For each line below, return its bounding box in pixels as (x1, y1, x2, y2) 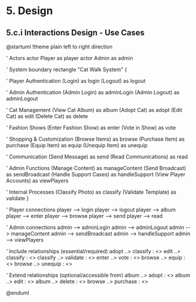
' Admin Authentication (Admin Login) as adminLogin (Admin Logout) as (6, 89, 180, 95)
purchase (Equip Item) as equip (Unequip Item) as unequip (6, 142, 148, 148)
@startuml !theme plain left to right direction (6, 43, 113, 50)
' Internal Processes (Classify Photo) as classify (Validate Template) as (6, 188, 177, 195)
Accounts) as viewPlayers (6, 177, 69, 184)
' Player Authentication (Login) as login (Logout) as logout (6, 78, 146, 84)
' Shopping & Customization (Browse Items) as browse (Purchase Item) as (6, 135, 185, 142)
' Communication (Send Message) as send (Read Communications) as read (6, 153, 188, 160)
